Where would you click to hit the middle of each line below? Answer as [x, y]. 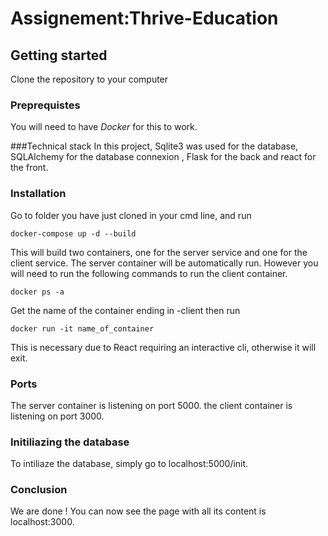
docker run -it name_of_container [82, 328]
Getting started [59, 55]
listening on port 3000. [57, 416]
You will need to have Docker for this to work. [104, 127]
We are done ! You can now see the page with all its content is [138, 511]
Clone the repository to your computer [89, 79]
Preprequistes [45, 105]
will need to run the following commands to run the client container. [149, 273]
